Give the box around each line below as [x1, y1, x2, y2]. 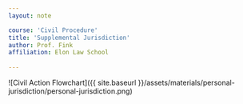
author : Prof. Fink [8, 41, 74, 49]
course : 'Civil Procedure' [8, 26, 98, 34]
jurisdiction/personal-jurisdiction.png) [8, 86, 133, 96]
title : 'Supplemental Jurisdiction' [8, 34, 130, 42]
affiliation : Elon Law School [8, 49, 110, 57]
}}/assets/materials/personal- [137, 78, 236, 87]
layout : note [8, 11, 52, 20]
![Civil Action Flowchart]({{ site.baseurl [8, 78, 137, 87]
